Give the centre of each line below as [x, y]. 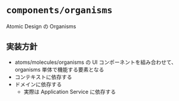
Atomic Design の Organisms [41, 26]
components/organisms [59, 10]
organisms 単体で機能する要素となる [59, 69]
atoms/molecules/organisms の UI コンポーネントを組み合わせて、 [95, 62]
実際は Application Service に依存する [70, 92]
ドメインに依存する [38, 84]
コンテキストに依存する [43, 77]
